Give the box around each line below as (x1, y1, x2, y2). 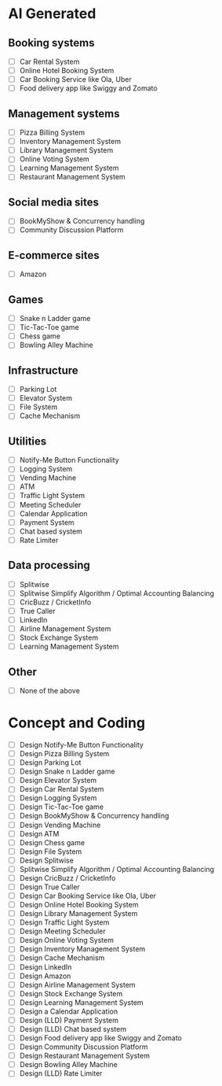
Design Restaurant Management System (19, 1051, 151, 1061)
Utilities (8, 434, 47, 448)
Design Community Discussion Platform (19, 1042, 148, 1051)
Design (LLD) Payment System (19, 1015, 119, 1025)
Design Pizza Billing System (19, 749, 110, 758)
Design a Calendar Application (19, 1007, 118, 1016)
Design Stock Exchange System (19, 988, 123, 998)
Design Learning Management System (19, 997, 144, 1007)
